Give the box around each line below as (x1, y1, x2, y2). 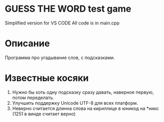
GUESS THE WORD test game (5, 3, 131, 15)
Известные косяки (5, 72, 89, 84)
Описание (5, 38, 50, 49)
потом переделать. (12, 95, 55, 101)
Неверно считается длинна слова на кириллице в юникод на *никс (12, 105, 159, 111)
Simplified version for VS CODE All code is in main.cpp (5, 20, 120, 26)
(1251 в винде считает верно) (12, 110, 76, 117)
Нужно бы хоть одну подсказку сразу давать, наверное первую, (12, 89, 154, 95)
